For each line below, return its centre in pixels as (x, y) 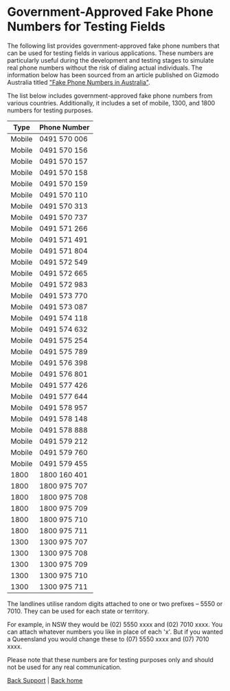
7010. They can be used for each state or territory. (78, 611)
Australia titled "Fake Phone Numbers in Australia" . (79, 82)
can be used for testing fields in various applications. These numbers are (111, 53)
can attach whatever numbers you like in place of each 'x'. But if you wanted (115, 632)
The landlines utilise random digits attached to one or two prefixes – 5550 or (115, 604)
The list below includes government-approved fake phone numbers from (110, 95)
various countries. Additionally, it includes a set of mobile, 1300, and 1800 (111, 103)
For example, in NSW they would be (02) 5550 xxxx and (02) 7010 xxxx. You (115, 624)
